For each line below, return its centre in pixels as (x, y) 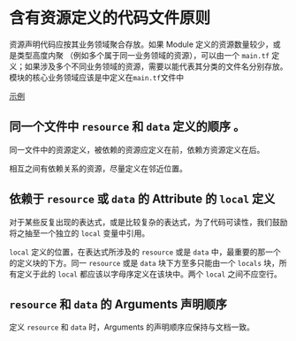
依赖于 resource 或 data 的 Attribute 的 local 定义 (142, 199)
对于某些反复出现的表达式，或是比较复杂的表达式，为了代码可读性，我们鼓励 (148, 222)
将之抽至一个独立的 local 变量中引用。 (80, 233)
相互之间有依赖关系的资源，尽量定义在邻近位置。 (98, 168)
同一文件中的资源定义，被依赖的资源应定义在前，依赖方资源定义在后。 (137, 149)
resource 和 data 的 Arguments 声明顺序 (118, 304)
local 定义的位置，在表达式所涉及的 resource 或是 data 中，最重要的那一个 (145, 252)
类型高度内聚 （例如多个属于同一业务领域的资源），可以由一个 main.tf (143, 55)
